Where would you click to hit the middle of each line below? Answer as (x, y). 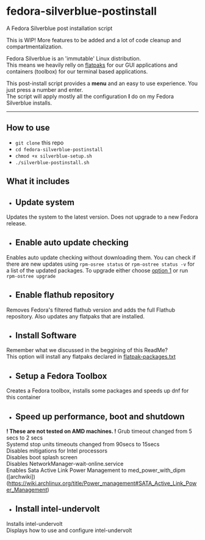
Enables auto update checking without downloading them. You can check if (101, 257)
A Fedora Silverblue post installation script (59, 28)
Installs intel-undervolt (34, 523)
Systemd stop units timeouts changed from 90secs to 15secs (83, 444)
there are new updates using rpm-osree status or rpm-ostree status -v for (101, 264)
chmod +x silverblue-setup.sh (54, 156)
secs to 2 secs (25, 438)
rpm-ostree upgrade (31, 276)
